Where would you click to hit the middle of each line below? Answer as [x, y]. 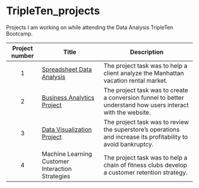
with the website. [127, 112]
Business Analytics [68, 97]
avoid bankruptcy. [129, 144]
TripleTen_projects [53, 11]
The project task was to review [146, 122]
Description [147, 52]
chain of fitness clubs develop [145, 165]
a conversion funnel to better [144, 97]
